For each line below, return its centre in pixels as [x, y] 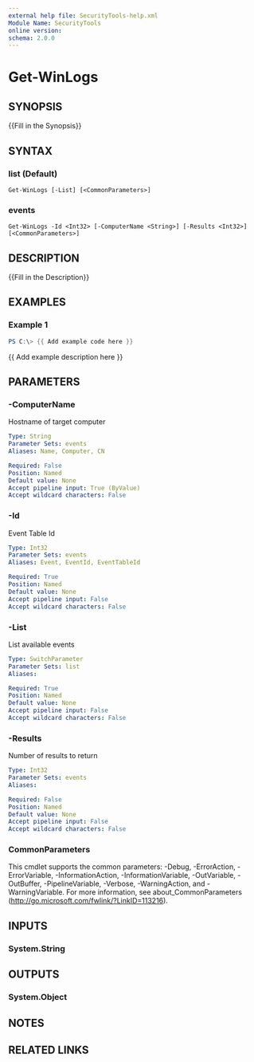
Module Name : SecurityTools [55, 23]
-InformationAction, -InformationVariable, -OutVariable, [146, 875]
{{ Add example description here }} [66, 356]
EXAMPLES [37, 303]
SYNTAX [31, 151]
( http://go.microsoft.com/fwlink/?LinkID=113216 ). [88, 901]
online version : [35, 30]
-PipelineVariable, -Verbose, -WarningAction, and [124, 884]
